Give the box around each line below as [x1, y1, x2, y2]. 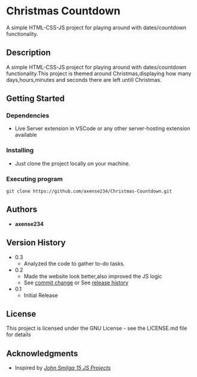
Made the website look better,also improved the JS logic [23, 272, 162, 280]
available [14, 131, 37, 139]
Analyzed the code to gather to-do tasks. [23, 260, 125, 267]
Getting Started [6, 94, 65, 104]
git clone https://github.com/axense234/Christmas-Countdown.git [6, 188, 172, 195]
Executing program [6, 174, 63, 183]
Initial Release [23, 292, 59, 299]
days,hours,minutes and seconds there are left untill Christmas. [6, 76, 162, 83]
